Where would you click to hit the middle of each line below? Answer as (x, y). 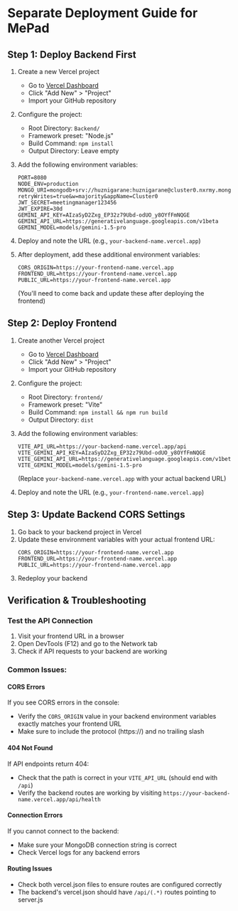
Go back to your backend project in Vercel (80, 531)
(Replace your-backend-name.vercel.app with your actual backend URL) (122, 478)
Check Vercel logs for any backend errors (79, 852)
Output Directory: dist (61, 420)
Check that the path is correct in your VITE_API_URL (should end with (118, 777)
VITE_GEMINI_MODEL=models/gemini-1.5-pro (80, 465)
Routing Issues (30, 869)
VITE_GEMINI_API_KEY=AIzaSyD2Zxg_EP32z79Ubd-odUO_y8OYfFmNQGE (112, 453)
